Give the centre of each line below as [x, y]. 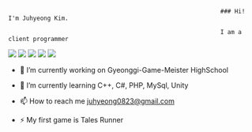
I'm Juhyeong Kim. [38, 18]
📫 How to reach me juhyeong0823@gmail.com [97, 101]
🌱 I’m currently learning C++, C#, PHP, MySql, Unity [104, 85]
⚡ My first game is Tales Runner [71, 120]
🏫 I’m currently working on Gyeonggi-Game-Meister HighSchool [124, 70]
